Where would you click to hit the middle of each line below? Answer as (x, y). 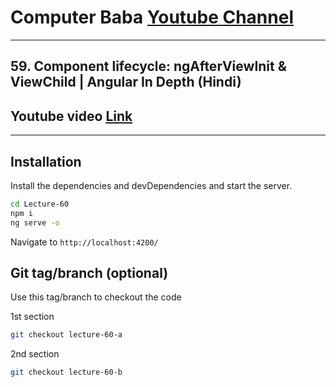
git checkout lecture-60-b (66, 372)
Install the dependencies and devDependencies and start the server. (151, 185)
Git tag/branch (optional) (89, 272)
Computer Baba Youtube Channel (152, 17)
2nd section (35, 354)
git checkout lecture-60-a (66, 335)
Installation (46, 161)
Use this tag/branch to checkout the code (96, 297)
